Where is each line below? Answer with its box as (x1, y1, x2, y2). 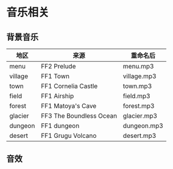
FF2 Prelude (40, 62, 76, 70)
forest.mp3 (122, 102, 155, 110)
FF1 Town (40, 72, 70, 80)
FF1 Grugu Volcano (40, 132, 97, 140)
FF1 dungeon (40, 121, 80, 130)
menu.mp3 (122, 62, 154, 70)
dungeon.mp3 (122, 121, 163, 130)
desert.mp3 (122, 132, 157, 140)
